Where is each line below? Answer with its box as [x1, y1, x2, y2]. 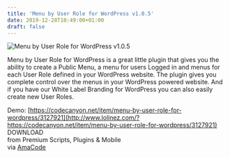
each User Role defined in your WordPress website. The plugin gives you [7, 70, 217, 79]
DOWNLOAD [7, 128, 44, 136]
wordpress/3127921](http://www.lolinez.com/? [7, 113, 140, 122]
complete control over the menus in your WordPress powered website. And [7, 78, 223, 86]
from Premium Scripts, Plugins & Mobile [7, 136, 121, 144]
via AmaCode [7, 143, 47, 152]
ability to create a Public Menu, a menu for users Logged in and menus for [7, 63, 221, 72]
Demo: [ [7, 106, 31, 115]
